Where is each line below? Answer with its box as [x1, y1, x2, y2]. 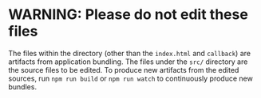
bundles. [8, 81, 38, 92]
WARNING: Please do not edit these [8, 6, 249, 24]
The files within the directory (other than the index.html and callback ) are [8, 48, 251, 58]
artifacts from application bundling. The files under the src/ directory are [8, 57, 248, 66]
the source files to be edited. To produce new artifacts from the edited [8, 65, 239, 74]
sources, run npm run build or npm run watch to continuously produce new [8, 73, 253, 83]
